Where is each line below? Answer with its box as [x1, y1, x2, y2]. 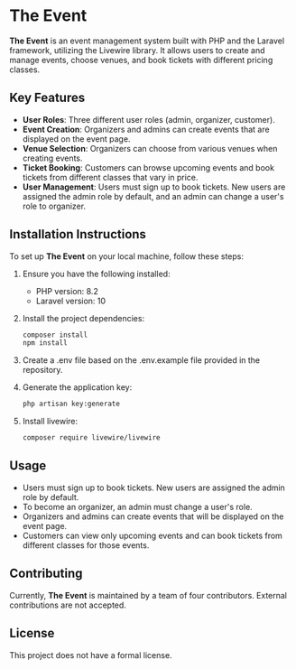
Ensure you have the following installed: [22, 268, 171, 279]
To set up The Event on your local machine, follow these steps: [9, 250, 244, 262]
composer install [22, 330, 88, 339]
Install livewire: [22, 416, 79, 427]
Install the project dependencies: [22, 312, 145, 323]
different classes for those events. [22, 539, 150, 551]
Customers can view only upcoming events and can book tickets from [22, 530, 282, 541]
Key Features [9, 90, 86, 106]
